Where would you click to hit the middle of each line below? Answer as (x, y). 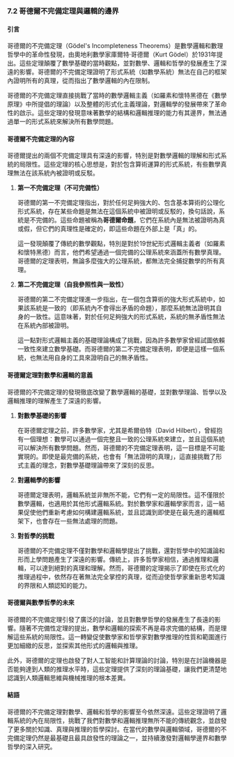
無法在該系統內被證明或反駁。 (56, 173)
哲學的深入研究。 (32, 747)
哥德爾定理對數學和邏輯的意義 (50, 375)
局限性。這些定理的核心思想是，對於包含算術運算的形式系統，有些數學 (120, 165)
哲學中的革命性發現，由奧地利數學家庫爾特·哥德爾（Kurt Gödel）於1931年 (112, 54)
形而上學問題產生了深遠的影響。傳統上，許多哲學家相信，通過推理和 (115, 559)
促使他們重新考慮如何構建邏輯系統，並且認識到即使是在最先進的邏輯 (121, 512)
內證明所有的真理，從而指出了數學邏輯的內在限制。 (80, 81)
